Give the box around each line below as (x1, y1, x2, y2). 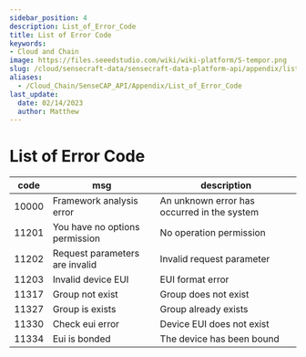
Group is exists (52, 303, 117, 316)
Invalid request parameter (159, 253, 270, 266)
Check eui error (52, 318, 120, 331)
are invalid (52, 258, 97, 271)
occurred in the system (159, 206, 260, 219)
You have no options (52, 221, 140, 234)
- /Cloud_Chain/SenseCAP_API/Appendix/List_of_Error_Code (17, 81, 243, 90)
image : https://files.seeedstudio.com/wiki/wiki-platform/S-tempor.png (9, 56, 287, 65)
